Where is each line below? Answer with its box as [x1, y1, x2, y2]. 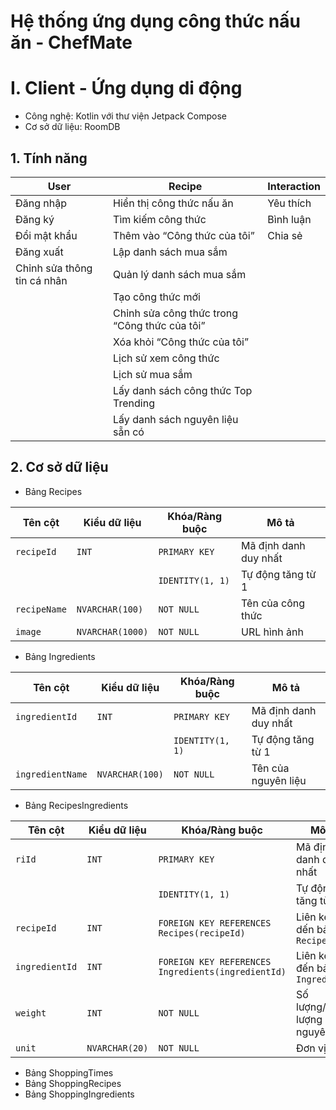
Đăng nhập [15, 196, 67, 210]
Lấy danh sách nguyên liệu [113, 412, 239, 426]
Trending [113, 396, 155, 410]
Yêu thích [267, 196, 312, 210]
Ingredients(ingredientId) [158, 966, 287, 977]
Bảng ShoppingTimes [24, 1066, 114, 1079]
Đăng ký [15, 212, 55, 226]
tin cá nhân [15, 273, 68, 287]
